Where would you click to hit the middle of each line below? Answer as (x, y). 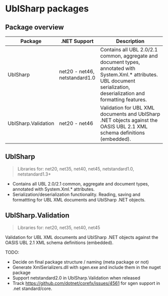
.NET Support (77, 41)
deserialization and (122, 93)
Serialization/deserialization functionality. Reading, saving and (76, 194)
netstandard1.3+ (34, 174)
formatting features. (123, 99)
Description (130, 41)
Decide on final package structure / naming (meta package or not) (80, 262)
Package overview (34, 27)
